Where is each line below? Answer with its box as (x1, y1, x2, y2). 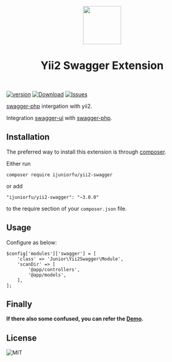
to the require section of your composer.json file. (6, 205, 127, 212)
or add (6, 182, 23, 190)
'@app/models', (28, 272, 67, 278)
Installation (6, 132, 50, 143)
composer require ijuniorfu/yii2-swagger (6, 171, 113, 178)
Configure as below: (6, 238, 57, 246)
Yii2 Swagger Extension (40, 59, 164, 73)
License (6, 333, 37, 343)
